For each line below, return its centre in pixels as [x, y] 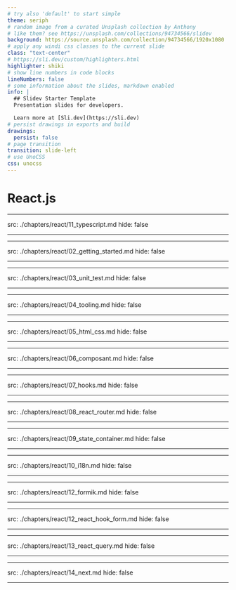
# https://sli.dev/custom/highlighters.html [73, 60]
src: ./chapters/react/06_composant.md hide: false [81, 358]
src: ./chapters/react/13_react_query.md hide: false [81, 546]
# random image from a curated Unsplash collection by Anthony [102, 27]
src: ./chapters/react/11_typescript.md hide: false [78, 224]
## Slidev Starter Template [55, 99]
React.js [32, 198]
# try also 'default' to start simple [64, 14]
